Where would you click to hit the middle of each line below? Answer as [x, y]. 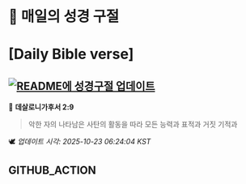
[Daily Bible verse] [71, 54]
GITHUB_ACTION [53, 170]
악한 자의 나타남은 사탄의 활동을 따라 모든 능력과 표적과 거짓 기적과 [133, 124]
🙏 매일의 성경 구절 [64, 17]
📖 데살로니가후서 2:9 [41, 107]
